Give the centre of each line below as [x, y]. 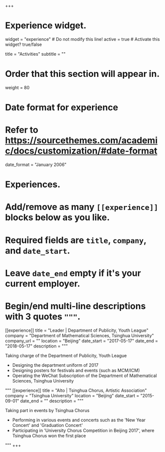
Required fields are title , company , [76, 240]
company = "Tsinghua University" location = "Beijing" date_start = [72, 395]
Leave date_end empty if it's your [73, 273]
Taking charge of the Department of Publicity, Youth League [66, 355]
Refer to [22, 130]
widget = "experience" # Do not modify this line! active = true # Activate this [82, 39]
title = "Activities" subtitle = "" [35, 54]
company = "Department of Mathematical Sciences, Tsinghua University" [80, 335]
